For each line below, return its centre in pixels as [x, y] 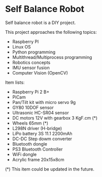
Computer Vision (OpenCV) [40, 73]
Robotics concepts [31, 62]
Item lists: [15, 82]
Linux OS [21, 47]
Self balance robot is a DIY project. [40, 23]
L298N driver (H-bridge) [37, 128]
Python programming [34, 52]
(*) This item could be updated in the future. [50, 169]
